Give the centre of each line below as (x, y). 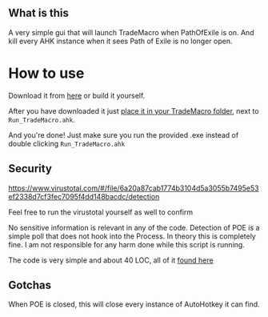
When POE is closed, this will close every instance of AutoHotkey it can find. (134, 304)
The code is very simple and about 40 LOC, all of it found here (111, 260)
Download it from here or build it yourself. (77, 95)
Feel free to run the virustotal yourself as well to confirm (101, 212)
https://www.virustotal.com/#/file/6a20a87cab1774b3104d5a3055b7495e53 (134, 188)
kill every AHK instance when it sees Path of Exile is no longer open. (120, 41)
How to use (46, 73)
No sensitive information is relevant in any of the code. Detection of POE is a (134, 227)
